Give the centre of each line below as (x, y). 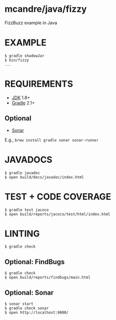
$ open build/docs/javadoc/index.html (44, 177)
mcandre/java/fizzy (46, 9)
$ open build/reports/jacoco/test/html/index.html (58, 214)
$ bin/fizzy (17, 60)
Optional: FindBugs (35, 262)
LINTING (22, 233)
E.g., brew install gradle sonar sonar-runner (52, 140)
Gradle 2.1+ (23, 103)
